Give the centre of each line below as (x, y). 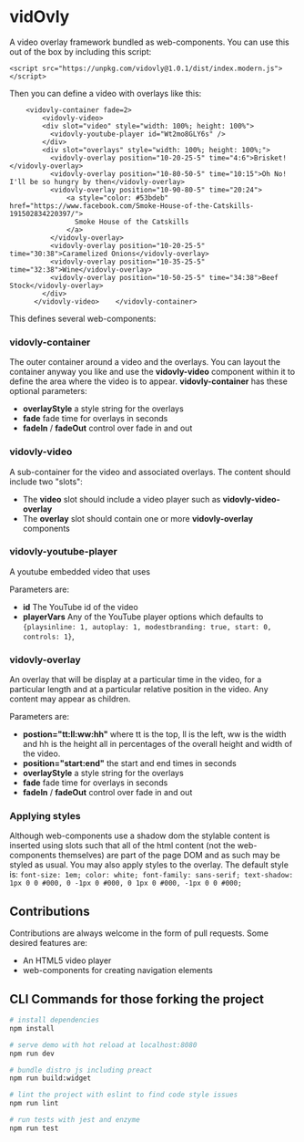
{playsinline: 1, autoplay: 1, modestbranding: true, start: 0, (147, 627)
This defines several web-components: (83, 318)
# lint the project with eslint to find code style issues (124, 1095)
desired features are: (49, 943)
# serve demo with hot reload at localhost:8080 (103, 1045)
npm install (32, 1028)
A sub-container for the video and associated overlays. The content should (150, 472)
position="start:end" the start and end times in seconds (129, 763)
